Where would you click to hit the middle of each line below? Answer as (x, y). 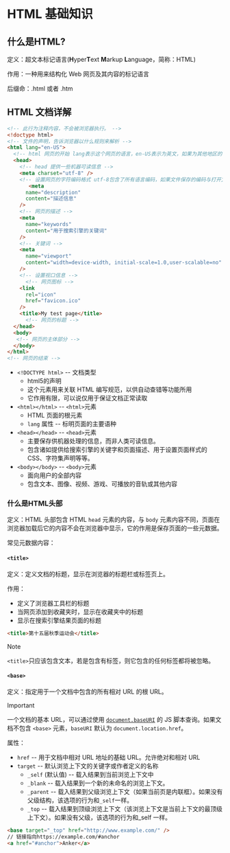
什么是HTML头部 (35, 503)
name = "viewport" (48, 256)
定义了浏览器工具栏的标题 (53, 603)
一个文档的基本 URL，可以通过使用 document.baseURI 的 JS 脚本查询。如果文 (114, 719)
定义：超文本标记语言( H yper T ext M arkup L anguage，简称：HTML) (102, 59)
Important (21, 705)
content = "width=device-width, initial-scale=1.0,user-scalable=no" (124, 263)
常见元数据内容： (31, 543)
